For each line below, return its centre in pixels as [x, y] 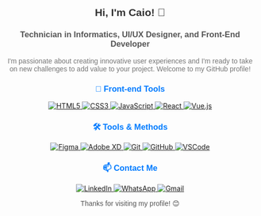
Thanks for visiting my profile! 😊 [130, 203]
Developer [130, 44]
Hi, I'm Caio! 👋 [130, 13]
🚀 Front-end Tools [130, 88]
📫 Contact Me [130, 168]
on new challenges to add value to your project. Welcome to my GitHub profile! [130, 69]
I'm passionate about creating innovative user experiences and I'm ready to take [130, 61]
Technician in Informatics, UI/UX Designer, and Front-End [130, 34]
